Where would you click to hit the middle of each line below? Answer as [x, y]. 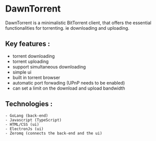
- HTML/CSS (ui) [22, 124]
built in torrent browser [36, 77]
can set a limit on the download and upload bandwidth [69, 88]
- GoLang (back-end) [27, 116]
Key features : [28, 44]
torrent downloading [34, 56]
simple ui [22, 72]
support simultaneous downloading [49, 66]
